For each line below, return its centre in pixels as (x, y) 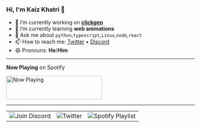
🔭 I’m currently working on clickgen (59, 23)
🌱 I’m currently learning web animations (65, 29)
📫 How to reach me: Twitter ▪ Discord (62, 42)
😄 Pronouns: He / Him (41, 51)
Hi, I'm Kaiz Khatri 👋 (36, 10)
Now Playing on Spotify (36, 67)
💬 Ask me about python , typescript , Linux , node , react (78, 35)
